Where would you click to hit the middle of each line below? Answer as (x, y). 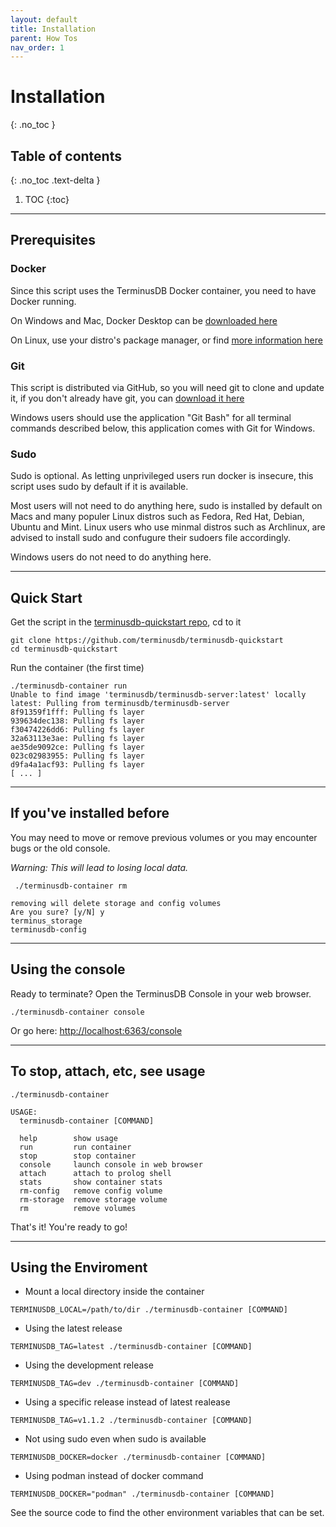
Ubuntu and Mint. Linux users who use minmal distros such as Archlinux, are (168, 527)
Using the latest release (73, 1328)
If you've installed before (90, 813)
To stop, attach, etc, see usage (108, 1071)
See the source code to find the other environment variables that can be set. (167, 1513)
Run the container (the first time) (77, 668)
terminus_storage (46, 921)
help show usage (68, 1138)
